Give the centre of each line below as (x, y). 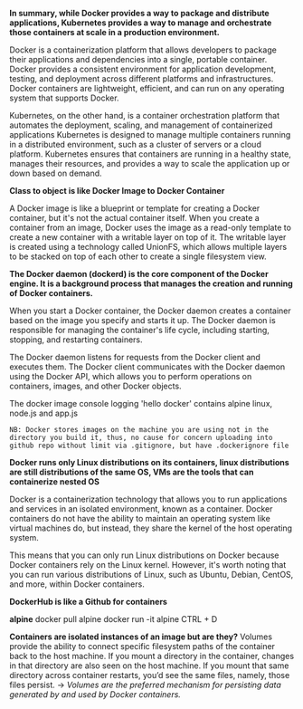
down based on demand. (56, 173)
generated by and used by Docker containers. (95, 695)
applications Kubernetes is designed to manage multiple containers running (150, 134)
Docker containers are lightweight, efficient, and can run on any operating (147, 88)
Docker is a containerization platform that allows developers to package (143, 50)
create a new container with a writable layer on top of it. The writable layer (148, 237)
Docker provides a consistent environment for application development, (143, 69)
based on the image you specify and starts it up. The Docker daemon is (142, 320)
